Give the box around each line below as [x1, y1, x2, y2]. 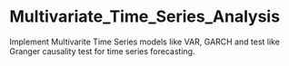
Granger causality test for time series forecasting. [9, 45, 195, 56]
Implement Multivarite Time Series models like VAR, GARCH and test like [9, 36, 280, 47]
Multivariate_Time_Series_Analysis [9, 6, 280, 27]
